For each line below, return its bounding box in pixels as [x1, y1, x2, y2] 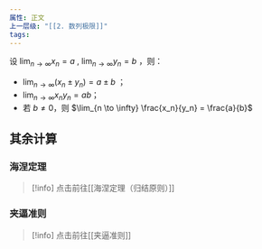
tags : [9, 30, 30, 39]
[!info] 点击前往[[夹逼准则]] [31, 229, 132, 240]
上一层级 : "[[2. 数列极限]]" [9, 22, 108, 31]
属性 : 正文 [9, 13, 45, 23]
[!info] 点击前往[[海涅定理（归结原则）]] [31, 182, 175, 194]
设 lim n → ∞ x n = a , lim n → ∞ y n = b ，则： [9, 56, 164, 69]
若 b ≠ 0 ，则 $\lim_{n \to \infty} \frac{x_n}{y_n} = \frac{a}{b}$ [22, 102, 253, 113]
